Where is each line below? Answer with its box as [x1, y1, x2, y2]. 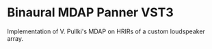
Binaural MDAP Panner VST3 [7, 5, 174, 20]
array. [7, 34, 24, 42]
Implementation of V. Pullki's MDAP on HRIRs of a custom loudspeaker [7, 27, 205, 35]
